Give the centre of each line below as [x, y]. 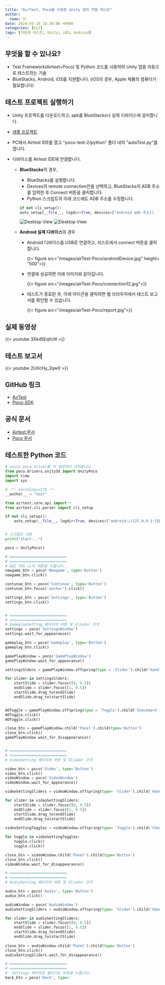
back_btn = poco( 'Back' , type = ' [38, 978]
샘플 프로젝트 [25, 132]
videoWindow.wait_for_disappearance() [45, 864]
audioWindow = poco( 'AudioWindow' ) [41, 904]
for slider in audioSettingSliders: [42, 918]
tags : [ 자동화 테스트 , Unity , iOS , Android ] [48, 33]
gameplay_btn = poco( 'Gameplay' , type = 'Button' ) [56, 643]
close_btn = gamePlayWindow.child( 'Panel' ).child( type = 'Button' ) [73, 728]
